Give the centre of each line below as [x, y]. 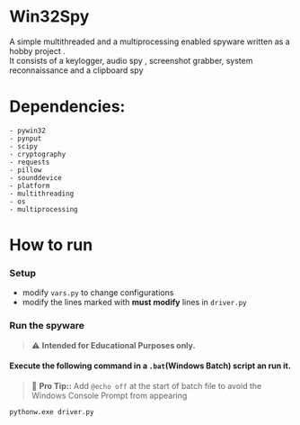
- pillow [26, 170]
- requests [30, 162]
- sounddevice [36, 177]
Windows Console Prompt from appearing [109, 395]
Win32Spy [49, 17]
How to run [51, 245]
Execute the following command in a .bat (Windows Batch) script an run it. [150, 366]
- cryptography [38, 154]
